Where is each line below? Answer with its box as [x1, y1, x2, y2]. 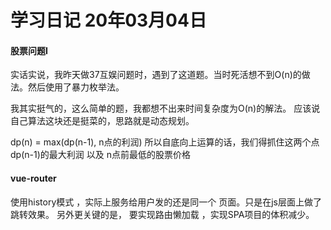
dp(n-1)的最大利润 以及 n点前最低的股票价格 [10, 149, 191, 161]
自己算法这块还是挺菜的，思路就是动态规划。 [10, 115, 195, 127]
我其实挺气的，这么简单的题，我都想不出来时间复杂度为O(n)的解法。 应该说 [10, 102, 321, 115]
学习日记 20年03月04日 [10, 9, 207, 32]
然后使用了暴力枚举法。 [27, 81, 125, 93]
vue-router [10, 172, 57, 184]
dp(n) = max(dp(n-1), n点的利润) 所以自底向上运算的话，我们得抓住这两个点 [10, 136, 320, 148]
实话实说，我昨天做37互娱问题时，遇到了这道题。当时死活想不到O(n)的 [10, 69, 302, 81]
